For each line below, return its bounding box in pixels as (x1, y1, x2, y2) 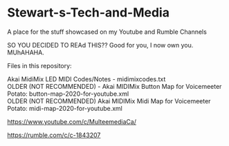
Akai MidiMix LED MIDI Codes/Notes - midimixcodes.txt (7, 74, 166, 83)
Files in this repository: (7, 61, 72, 70)
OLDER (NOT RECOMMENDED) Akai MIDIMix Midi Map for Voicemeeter (7, 96, 211, 105)
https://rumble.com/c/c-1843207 (7, 131, 101, 139)
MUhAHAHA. (7, 48, 45, 56)
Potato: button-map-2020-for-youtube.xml (7, 90, 129, 98)
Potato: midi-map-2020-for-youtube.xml (7, 104, 122, 112)
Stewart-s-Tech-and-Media (7, 5, 170, 21)
